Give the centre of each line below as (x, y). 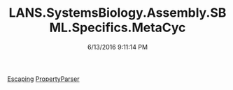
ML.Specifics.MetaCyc (118, 28)
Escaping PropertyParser (43, 79)
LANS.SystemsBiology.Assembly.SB (118, 13)
